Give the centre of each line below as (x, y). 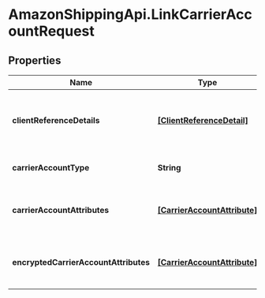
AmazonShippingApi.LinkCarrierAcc (130, 15)
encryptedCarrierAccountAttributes (81, 262)
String (169, 168)
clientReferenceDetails (56, 120)
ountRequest (51, 31)
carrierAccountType (51, 168)
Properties (35, 60)
